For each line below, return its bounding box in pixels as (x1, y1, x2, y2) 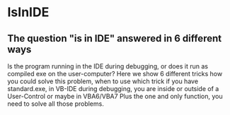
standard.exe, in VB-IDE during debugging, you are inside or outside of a (7, 85, 219, 92)
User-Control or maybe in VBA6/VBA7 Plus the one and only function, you (7, 92, 223, 100)
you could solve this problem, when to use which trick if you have (7, 77, 199, 85)
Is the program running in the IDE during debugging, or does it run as (7, 62, 209, 71)
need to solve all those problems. (7, 99, 104, 108)
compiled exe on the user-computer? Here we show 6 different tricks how (7, 70, 223, 78)
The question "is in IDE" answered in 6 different (7, 32, 222, 44)
